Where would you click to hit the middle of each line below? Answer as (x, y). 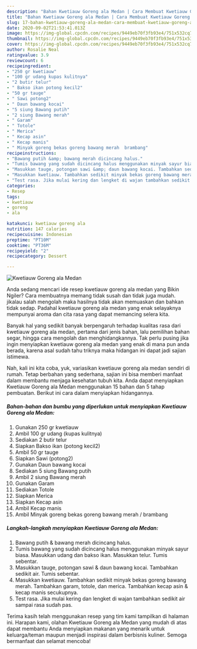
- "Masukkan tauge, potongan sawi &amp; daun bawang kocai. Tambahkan (94, 170)
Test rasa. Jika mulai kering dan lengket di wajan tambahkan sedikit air (100, 599)
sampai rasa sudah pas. (44, 605)
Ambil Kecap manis (38, 508)
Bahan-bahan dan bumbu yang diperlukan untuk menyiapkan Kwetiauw (97, 406)
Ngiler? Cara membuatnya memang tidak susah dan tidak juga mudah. (91, 296)
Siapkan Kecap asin (39, 502)
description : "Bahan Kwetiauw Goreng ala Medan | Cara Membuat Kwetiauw (97, 11)
